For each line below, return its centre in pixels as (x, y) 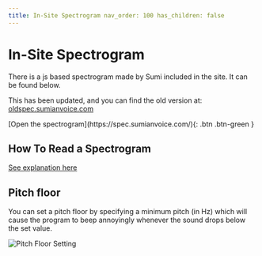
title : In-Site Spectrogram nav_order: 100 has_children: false (116, 15)
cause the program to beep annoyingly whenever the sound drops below (127, 220)
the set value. (30, 228)
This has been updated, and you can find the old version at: (105, 100)
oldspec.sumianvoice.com (51, 108)
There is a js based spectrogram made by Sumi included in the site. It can (128, 77)
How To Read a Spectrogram (80, 148)
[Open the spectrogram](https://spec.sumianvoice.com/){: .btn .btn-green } (131, 124)
